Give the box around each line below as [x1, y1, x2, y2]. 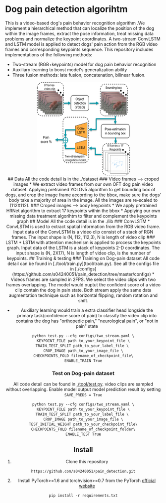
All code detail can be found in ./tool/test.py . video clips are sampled [13, 381, 154, 387]
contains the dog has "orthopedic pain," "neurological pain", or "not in [15, 318, 159, 324]
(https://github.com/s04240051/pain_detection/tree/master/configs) [12, 271, 151, 277]
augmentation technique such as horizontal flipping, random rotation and [9, 292, 158, 298]
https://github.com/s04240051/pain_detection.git [31, 469, 136, 474]
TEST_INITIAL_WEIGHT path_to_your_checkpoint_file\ [29, 422, 138, 427]
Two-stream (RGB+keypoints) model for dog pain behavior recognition [12, 61, 157, 67]
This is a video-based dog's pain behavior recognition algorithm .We [5, 20, 145, 26]
